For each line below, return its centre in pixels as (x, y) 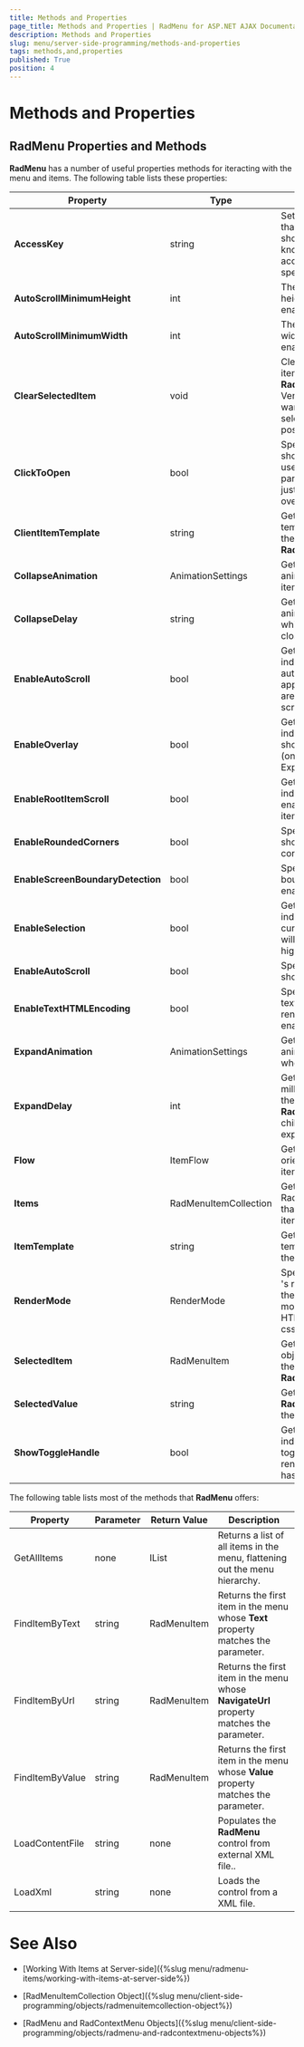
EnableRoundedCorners (66, 842)
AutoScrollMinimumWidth (71, 335)
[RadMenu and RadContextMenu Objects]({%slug (115, 2023)
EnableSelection (50, 928)
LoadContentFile (49, 1843)
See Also (43, 1944)
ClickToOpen (42, 472)
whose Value (246, 1772)
